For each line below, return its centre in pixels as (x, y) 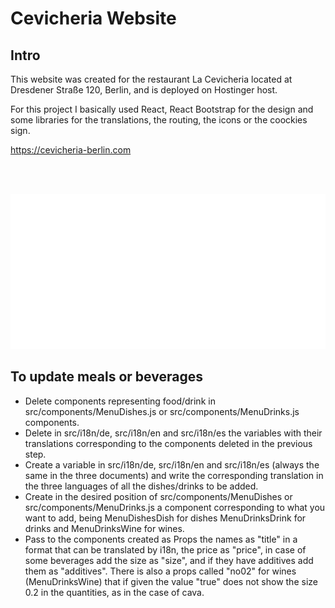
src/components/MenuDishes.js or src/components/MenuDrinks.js (162, 411)
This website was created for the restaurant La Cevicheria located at (151, 79)
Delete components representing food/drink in (120, 401)
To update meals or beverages (106, 377)
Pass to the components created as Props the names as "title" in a (161, 539)
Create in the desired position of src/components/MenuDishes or (158, 496)
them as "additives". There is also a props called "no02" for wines (160, 571)
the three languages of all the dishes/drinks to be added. (141, 486)
